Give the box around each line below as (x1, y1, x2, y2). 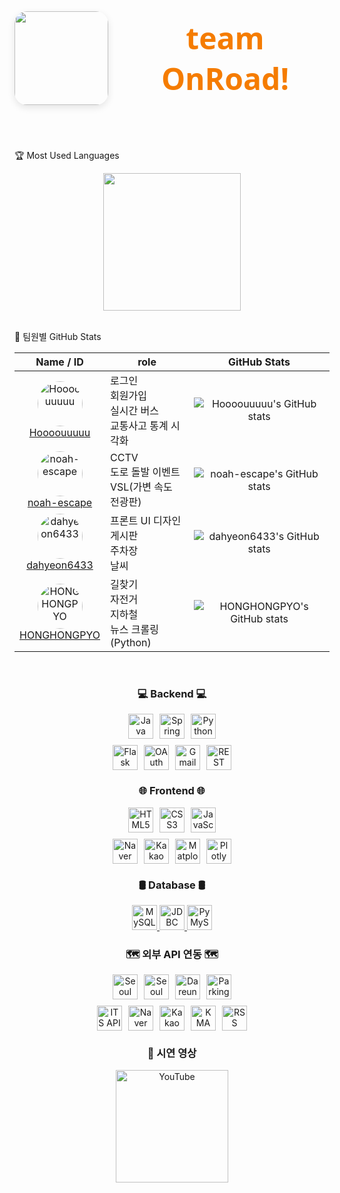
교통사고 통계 (110, 419, 169, 432)
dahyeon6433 (26, 558, 94, 572)
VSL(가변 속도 (110, 480, 173, 494)
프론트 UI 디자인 (110, 514, 182, 527)
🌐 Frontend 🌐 (138, 784, 206, 798)
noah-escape (27, 496, 93, 509)
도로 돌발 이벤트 (110, 465, 181, 479)
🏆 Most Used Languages (14, 150, 120, 161)
